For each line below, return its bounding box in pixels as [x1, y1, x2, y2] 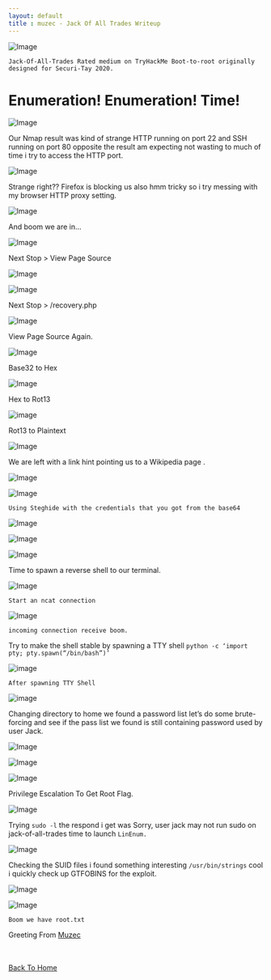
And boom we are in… [8, 222, 83, 231]
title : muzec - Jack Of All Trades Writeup [8, 19, 161, 28]
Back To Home [8, 963, 58, 973]
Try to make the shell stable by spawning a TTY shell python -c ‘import [8, 641, 248, 651]
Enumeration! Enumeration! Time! [8, 91, 240, 109]
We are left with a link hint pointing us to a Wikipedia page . [8, 457, 206, 467]
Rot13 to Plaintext [8, 426, 66, 435]
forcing [8, 718, 32, 728]
